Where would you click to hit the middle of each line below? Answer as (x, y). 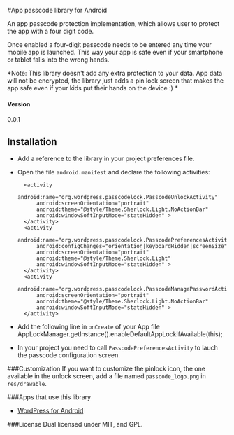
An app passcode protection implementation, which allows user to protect (114, 23)
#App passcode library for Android (57, 10)
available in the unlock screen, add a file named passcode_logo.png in (107, 376)
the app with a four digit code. (51, 31)
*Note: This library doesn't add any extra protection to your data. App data (115, 73)
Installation (32, 142)
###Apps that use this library (49, 397)
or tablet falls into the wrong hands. (58, 60)
